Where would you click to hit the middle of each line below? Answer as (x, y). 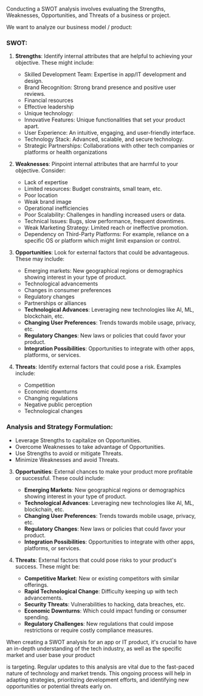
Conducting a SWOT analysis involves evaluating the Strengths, (86, 9)
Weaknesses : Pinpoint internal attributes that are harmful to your (97, 164)
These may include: (40, 259)
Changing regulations (51, 398)
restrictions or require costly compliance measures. (89, 630)
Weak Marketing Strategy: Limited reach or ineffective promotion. (106, 228)
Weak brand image (48, 202)
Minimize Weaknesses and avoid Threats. (67, 459)
